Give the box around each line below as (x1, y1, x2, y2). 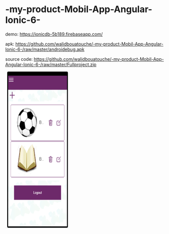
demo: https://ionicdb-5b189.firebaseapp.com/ (5, 31, 103, 37)
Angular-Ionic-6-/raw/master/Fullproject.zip (5, 61, 97, 67)
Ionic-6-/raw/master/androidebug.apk (5, 46, 85, 52)
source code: (5, 56, 33, 62)
